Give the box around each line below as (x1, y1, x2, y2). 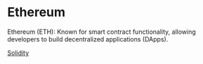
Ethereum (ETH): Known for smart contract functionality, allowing (7, 27, 197, 36)
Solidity (7, 49, 30, 57)
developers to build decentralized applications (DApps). (7, 34, 169, 43)
